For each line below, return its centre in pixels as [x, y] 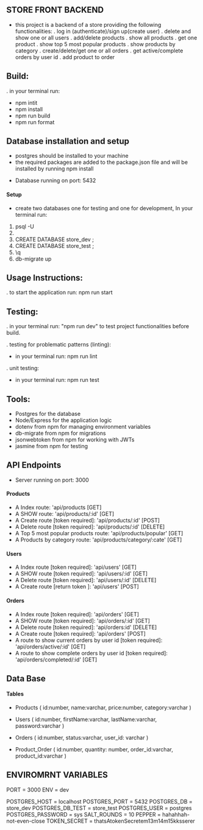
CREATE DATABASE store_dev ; [55, 239]
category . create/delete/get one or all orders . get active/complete [99, 51]
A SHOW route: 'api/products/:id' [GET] [65, 514]
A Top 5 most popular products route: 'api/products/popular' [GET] [99, 533]
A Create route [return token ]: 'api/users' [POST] [77, 586]
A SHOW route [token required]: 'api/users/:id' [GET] [81, 574]
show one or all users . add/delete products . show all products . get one [106, 37]
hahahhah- [176, 814]
